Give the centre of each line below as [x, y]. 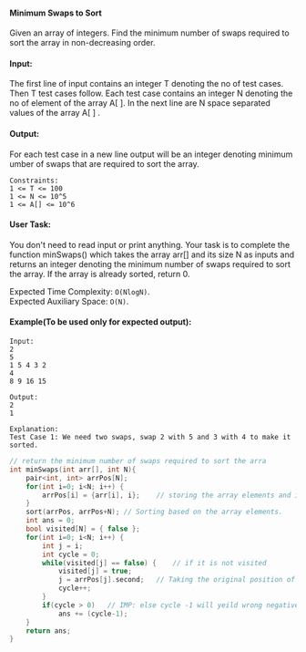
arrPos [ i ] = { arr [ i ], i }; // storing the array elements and [167, 495]
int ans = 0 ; [51, 521]
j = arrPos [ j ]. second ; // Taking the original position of [177, 580]
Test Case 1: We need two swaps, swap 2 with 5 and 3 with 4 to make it [150, 438]
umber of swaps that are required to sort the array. [105, 163]
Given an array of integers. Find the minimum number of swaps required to [149, 33]
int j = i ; [63, 546]
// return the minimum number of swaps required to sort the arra [138, 461]
